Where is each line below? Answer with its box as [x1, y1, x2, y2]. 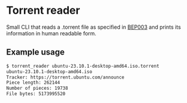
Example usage [6, 47, 65, 57]
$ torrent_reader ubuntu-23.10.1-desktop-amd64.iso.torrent [6, 63, 160, 69]
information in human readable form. [6, 29, 97, 37]
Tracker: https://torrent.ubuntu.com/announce [6, 74, 125, 80]
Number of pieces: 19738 [6, 85, 68, 92]
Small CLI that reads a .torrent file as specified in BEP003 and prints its [6, 23, 181, 31]
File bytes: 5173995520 [6, 91, 66, 97]
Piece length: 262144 [6, 80, 61, 86]
